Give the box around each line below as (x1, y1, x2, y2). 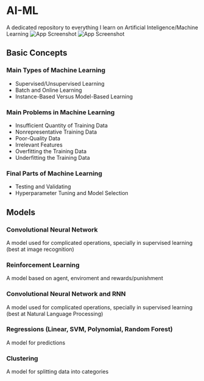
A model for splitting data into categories (6, 368, 109, 376)
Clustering (6, 354, 38, 362)
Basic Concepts (6, 48, 68, 58)
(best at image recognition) (6, 245, 74, 253)
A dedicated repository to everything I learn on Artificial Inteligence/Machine (6, 24, 199, 31)
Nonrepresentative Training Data (15, 128, 97, 136)
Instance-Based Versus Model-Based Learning (15, 92, 133, 100)
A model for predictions (6, 338, 66, 346)
